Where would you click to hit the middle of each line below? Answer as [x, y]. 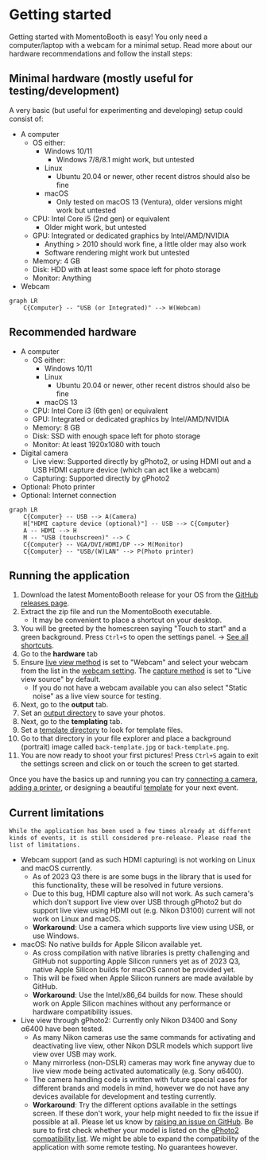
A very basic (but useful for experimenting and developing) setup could [126, 110]
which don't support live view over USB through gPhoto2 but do [137, 902]
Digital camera [44, 453]
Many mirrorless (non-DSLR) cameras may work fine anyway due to [143, 1063]
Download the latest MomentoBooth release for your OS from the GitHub [139, 595]
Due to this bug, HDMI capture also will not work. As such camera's [143, 893]
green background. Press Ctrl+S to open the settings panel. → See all [134, 637]
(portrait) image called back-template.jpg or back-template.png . [125, 747]
